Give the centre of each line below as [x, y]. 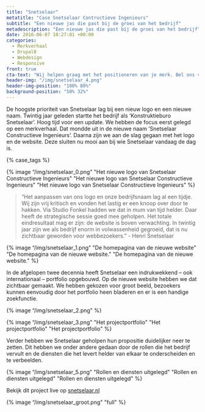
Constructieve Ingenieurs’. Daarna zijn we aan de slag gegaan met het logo [100, 135]
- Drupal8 [24, 52]
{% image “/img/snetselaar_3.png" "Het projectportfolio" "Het [83, 322]
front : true [21, 69]
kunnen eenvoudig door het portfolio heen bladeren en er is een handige [98, 292]
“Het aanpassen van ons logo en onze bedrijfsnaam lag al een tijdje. [106, 197]
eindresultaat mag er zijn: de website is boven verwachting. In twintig [108, 223]
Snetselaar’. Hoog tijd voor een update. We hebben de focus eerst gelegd [99, 122]
